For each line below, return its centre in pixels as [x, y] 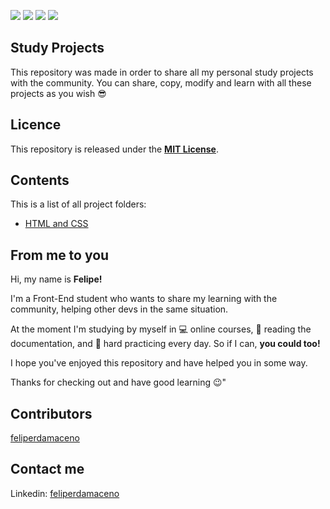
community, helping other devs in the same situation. [119, 309]
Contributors [51, 413]
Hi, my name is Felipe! [56, 279]
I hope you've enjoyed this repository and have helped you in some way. [159, 363]
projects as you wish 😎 [58, 93]
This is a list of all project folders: [78, 204]
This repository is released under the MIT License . [114, 149]
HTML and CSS [56, 224]
